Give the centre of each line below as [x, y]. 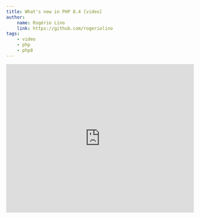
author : [16, 17]
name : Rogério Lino [41, 23]
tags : [13, 34]
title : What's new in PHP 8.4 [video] [54, 12]
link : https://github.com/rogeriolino [65, 28]
